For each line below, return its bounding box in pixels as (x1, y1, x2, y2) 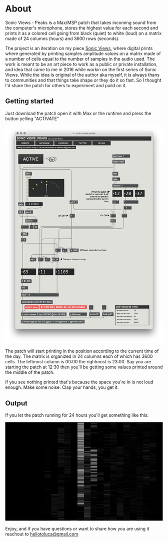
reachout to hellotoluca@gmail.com (5, 531, 78, 537)
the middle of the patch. (5, 369, 55, 375)
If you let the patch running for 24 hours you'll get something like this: (5, 412, 149, 418)
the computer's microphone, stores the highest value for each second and (5, 25, 158, 31)
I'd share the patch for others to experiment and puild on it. (5, 82, 126, 88)
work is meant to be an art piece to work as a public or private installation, (5, 61, 157, 67)
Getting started (5, 97, 54, 106)
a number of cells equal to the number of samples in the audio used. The (5, 56, 155, 62)
